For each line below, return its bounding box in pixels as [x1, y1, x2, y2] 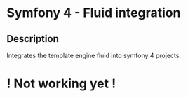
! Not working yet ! [6, 76, 116, 92]
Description [6, 33, 59, 45]
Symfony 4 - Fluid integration [6, 5, 181, 21]
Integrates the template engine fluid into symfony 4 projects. [6, 51, 182, 59]
